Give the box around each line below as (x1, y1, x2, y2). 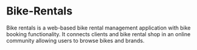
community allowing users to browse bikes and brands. (6, 37, 145, 44)
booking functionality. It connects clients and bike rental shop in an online (6, 30, 191, 37)
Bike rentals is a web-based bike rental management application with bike (6, 24, 191, 31)
